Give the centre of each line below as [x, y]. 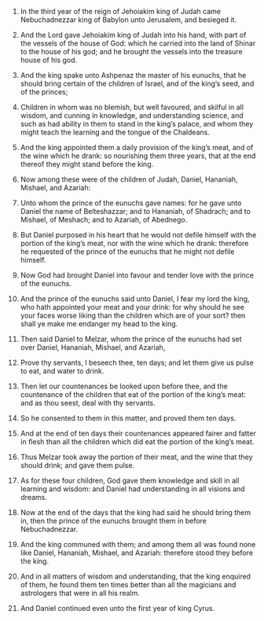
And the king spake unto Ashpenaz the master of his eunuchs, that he [133, 75]
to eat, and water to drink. [62, 371]
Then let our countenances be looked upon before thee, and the [124, 386]
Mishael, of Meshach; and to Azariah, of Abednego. [104, 220]
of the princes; [44, 92]
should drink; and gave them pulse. [77, 465]
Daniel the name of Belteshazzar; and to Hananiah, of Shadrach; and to [135, 211]
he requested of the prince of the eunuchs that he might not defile [127, 252]
